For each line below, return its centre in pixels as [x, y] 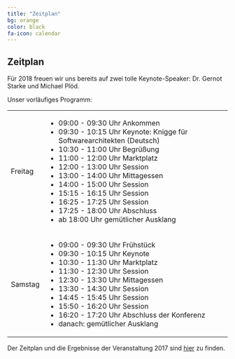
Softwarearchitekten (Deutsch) [109, 141]
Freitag [22, 171]
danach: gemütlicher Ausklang [108, 324]
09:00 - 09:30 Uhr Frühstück [107, 245]
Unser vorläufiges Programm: [50, 100]
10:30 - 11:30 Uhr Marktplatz [108, 262]
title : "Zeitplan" [34, 14]
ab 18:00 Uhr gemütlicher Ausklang [117, 219]
